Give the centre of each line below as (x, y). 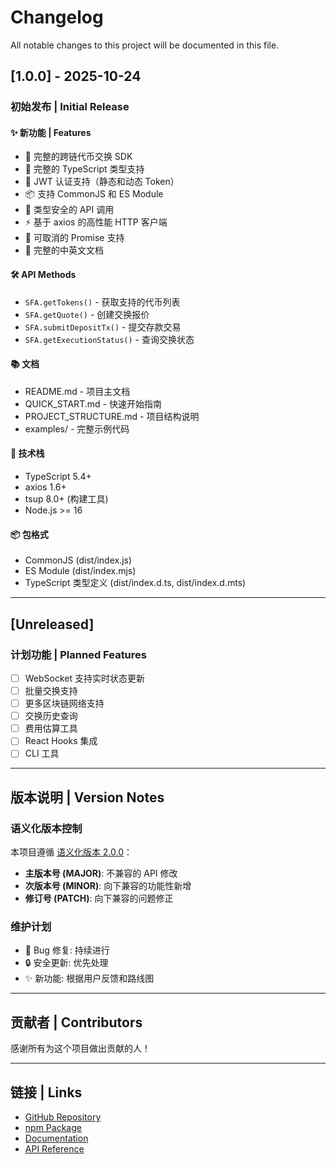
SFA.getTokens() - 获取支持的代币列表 (102, 302)
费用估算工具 (51, 728)
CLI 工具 (42, 753)
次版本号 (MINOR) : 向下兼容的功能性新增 (108, 886)
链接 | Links (46, 1092)
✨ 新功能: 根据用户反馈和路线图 (89, 978)
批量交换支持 (51, 691)
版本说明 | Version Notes (87, 797)
